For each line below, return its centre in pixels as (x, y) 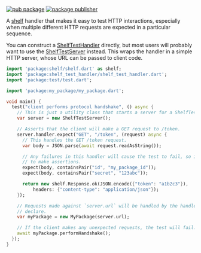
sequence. (19, 33)
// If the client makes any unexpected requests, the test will (99, 228)
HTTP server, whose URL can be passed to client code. (74, 58)
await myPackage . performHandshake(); (64, 233)
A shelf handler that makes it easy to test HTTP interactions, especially (93, 21)
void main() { (24, 102)
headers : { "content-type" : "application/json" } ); (96, 189)
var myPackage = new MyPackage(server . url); (73, 217)
